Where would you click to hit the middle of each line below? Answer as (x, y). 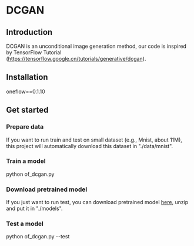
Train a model (26, 161)
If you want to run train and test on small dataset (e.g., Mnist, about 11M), (94, 140)
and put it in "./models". (34, 209)
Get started (27, 110)
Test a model (25, 224)
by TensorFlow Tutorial (34, 53)
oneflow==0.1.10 (26, 91)
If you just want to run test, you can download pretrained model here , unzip (97, 202)
